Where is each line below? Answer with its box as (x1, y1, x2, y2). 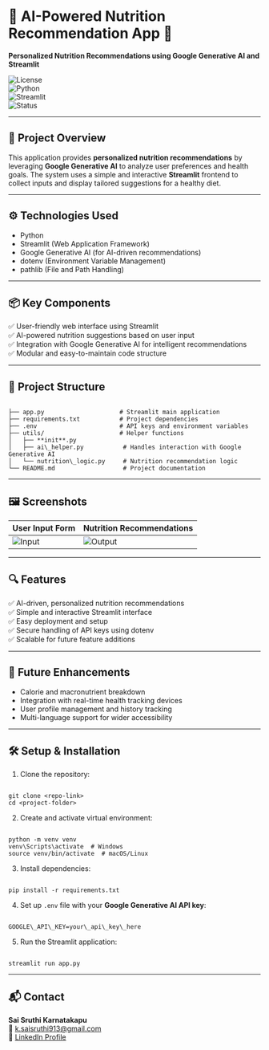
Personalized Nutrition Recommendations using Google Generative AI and (8, 51, 260, 60)
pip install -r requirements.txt (8, 886, 120, 894)
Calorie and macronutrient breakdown (19, 686, 146, 697)
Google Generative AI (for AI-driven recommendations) (19, 247, 202, 257)
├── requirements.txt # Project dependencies (8, 415, 199, 424)
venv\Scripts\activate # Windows (8, 843, 124, 851)
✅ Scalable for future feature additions (8, 634, 136, 644)
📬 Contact (8, 990, 65, 1003)
